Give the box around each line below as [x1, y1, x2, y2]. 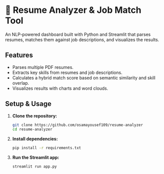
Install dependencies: [12, 136, 58, 142]
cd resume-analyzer [12, 127, 53, 132]
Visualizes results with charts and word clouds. [12, 85, 109, 91]
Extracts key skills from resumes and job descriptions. [12, 69, 123, 75]
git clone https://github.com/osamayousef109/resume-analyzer [12, 122, 143, 127]
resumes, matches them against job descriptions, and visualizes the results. [5, 37, 160, 43]
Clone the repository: [12, 113, 57, 118]
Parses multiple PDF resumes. [12, 64, 74, 70]
